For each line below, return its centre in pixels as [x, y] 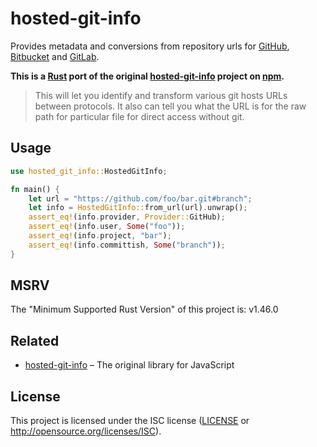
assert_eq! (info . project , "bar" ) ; [100, 236]
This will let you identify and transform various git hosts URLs [161, 95]
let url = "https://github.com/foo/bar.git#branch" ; [140, 198]
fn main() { [35, 189]
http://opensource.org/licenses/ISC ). [86, 431]
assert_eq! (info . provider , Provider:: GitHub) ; [127, 217]
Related [35, 340]
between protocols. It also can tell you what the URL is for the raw [170, 106]
